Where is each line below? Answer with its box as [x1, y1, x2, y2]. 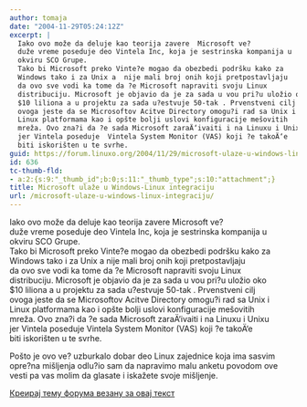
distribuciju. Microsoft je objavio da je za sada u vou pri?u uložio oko [9, 275, 267, 286]
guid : [9, 149, 30, 158]
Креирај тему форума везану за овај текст [9, 388, 175, 398]
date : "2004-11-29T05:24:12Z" [9, 22, 125, 31]
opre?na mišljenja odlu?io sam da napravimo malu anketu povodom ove [9, 360, 279, 370]
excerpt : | [9, 30, 51, 39]
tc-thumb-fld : [9, 166, 64, 175]
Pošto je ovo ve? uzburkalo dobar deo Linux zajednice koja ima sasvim [9, 350, 276, 361]
